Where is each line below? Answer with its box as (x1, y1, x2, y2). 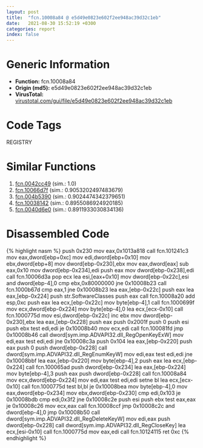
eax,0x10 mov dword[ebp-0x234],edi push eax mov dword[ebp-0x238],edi (6, 266, 195, 274)
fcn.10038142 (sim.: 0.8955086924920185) (15, 199, 123, 207)
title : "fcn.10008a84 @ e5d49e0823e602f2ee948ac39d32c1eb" (6, 15, 162, 21)
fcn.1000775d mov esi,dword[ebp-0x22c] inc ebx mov (6, 311, 142, 319)
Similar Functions (6, 160, 96, 174)
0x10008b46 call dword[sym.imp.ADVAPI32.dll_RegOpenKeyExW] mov (6, 331, 184, 338)
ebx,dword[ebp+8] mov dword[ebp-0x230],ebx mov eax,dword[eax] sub (6, 260, 189, 267)
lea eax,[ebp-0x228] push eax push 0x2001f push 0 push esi (36, 318, 189, 325)
